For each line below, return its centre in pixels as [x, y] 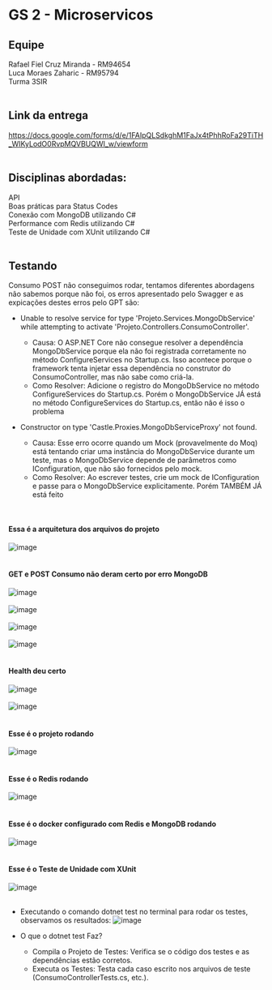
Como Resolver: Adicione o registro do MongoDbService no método [146, 386]
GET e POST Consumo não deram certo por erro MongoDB [108, 574]
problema [48, 412]
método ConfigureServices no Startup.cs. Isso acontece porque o [142, 360]
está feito [48, 495]
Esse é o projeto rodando [51, 733]
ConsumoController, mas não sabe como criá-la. [113, 377]
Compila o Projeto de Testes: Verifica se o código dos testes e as [140, 951]
